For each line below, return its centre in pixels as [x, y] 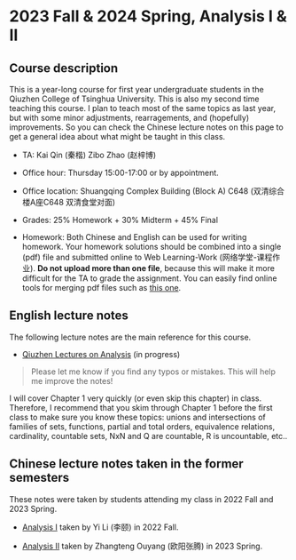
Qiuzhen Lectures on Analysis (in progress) [101, 354]
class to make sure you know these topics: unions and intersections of [137, 417]
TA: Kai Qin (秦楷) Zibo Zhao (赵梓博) [89, 155]
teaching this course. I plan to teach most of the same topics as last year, [143, 108]
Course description [64, 68]
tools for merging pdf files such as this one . [101, 288]
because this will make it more [219, 268]
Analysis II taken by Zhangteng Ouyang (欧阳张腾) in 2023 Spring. [142, 546]
